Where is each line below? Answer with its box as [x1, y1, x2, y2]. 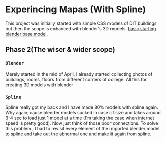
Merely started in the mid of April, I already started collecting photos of [5, 70, 153, 77]
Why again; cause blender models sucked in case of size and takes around [5, 109, 161, 115]
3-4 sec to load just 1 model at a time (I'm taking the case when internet [5, 115, 155, 121]
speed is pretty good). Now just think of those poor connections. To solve [5, 120, 158, 126]
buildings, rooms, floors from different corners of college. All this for [5, 76, 147, 82]
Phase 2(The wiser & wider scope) [5, 45, 115, 54]
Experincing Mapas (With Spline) [5, 4, 146, 15]
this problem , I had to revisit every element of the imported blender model [5, 125, 160, 131]
